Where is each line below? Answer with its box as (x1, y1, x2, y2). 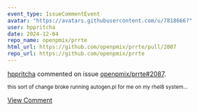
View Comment (7, 95, 53, 104)
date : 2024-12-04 (7, 30, 59, 38)
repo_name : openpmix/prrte (7, 37, 88, 44)
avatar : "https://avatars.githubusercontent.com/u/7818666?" (7, 17, 193, 24)
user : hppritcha (7, 23, 56, 31)
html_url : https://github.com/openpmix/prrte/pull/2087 (7, 43, 177, 51)
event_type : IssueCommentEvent (7, 10, 100, 18)
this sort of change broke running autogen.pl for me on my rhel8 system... (7, 83, 188, 90)
